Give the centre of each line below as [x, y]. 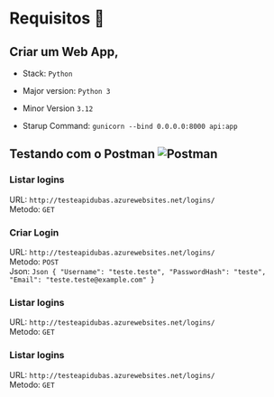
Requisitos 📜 [57, 18]
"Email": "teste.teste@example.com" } [82, 280]
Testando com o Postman [82, 154]
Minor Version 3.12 [58, 108]
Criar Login [34, 232]
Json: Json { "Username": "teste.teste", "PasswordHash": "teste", [138, 271]
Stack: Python [47, 73]
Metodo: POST [34, 262]
